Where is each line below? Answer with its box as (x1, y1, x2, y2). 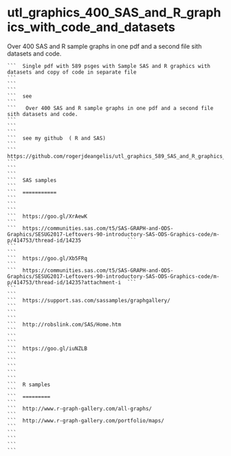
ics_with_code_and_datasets (7, 19, 175, 35)
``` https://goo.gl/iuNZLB (7, 345, 88, 352)
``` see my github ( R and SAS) (7, 135, 107, 141)
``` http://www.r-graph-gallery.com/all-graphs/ (7, 405, 153, 412)
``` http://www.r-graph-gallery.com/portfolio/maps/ (7, 417, 165, 424)
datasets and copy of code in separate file (7, 69, 137, 76)
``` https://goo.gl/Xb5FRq (7, 255, 88, 262)
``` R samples (7, 381, 51, 388)
